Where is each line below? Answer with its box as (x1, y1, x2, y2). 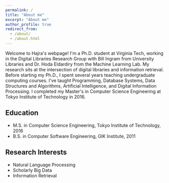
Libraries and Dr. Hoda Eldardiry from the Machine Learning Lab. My (5, 61, 150, 67)
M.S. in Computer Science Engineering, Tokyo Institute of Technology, (12, 122, 161, 128)
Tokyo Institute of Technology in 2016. (5, 93, 86, 100)
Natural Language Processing (12, 161, 76, 168)
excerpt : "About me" (5, 17, 50, 22)
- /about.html (10, 36, 40, 42)
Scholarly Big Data (12, 167, 52, 173)
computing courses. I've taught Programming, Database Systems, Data (5, 77, 155, 84)
